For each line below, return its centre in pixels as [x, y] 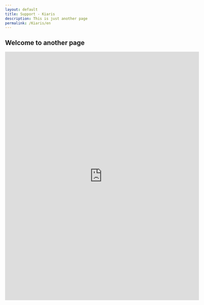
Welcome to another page [45, 42]
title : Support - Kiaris [30, 14]
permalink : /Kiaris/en [28, 23]
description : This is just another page [47, 18]
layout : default [21, 9]
